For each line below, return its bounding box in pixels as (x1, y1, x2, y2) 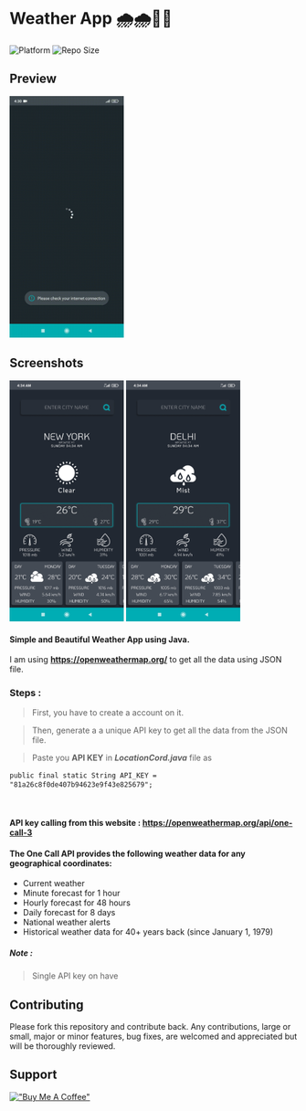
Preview (9, 71, 58, 87)
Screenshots (9, 355, 84, 371)
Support (9, 1067, 58, 1083)
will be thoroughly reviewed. (9, 1041, 116, 1052)
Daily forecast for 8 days (22, 907, 116, 918)
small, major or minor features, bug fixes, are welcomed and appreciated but (9, 1031, 298, 1042)
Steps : (9, 687, 42, 700)
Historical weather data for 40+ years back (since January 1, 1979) (22, 926, 274, 937)
